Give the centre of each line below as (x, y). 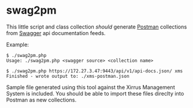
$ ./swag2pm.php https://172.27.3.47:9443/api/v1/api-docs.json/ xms (95, 71)
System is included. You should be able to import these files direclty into (95, 93)
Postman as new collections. (41, 100)
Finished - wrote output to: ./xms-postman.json (68, 76)
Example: (18, 45)
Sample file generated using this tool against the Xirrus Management (91, 87)
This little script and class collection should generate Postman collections (96, 27)
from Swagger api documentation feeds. (56, 33)
